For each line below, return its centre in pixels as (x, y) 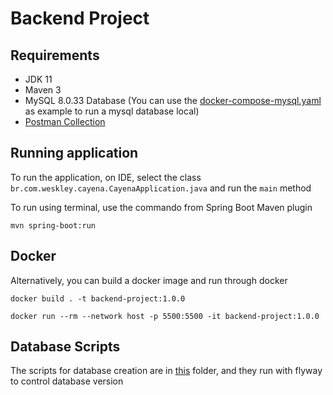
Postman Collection (65, 121)
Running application (74, 153)
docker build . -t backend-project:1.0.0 (98, 298)
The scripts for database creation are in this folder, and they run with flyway (166, 371)
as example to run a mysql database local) (112, 111)
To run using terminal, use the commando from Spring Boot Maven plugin (161, 207)
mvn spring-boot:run (53, 225)
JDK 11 (38, 79)
